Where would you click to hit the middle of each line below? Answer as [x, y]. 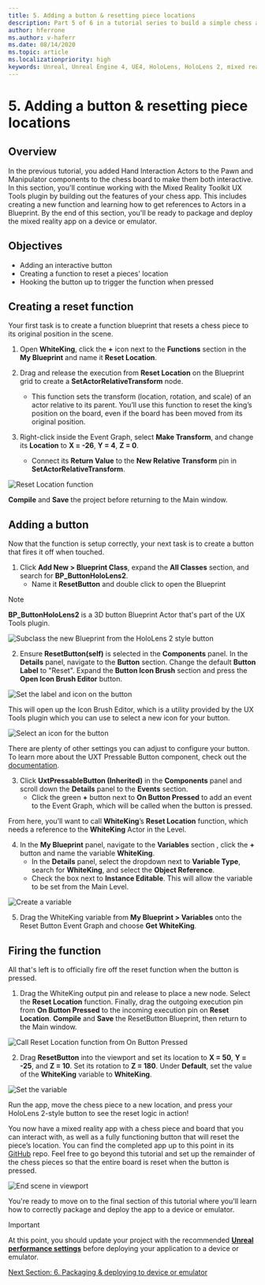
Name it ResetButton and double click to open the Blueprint [129, 584]
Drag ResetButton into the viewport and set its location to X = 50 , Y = [133, 1058]
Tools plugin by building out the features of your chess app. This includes [127, 196]
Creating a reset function [71, 306]
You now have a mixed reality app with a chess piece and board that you [126, 1129]
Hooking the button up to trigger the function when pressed [117, 282]
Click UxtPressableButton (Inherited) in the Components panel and [131, 781]
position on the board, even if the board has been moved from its [137, 413]
